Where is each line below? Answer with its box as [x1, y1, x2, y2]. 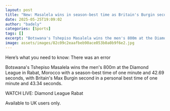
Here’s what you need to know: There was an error [5, 54, 111, 60]
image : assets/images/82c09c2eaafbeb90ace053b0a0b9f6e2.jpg [5, 41, 135, 46]
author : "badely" [5, 21, 42, 27]
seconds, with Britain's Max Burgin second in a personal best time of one [5, 75, 158, 81]
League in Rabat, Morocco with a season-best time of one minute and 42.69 [5, 69, 164, 76]
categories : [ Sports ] [5, 26, 51, 31]
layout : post [5, 7, 33, 13]
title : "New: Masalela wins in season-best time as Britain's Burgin [5, 12, 155, 17]
